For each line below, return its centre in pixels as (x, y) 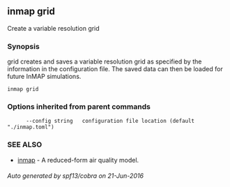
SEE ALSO (25, 144)
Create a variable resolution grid (53, 28)
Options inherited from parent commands (79, 107)
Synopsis (23, 46)
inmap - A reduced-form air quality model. (78, 160)
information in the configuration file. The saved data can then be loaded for (115, 69)
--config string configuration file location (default (110, 121)
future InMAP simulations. (44, 77)
